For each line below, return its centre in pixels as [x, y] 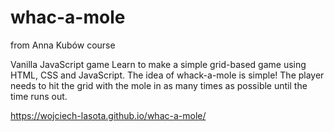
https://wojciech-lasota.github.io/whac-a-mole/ [108, 115]
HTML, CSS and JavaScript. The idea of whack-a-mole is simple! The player [167, 75]
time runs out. [39, 96]
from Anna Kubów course [63, 45]
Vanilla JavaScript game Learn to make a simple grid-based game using [158, 64]
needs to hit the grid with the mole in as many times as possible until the [159, 85]
